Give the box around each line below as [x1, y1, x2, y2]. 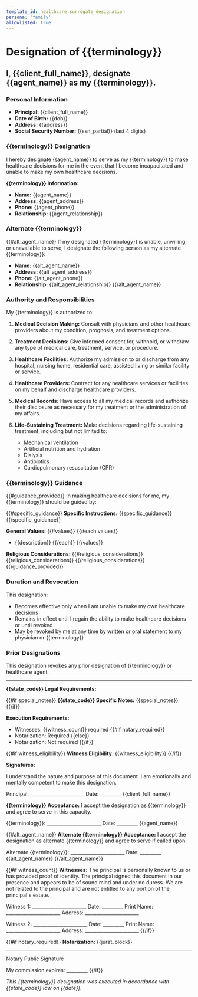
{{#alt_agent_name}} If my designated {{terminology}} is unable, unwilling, [6, 238, 187, 245]
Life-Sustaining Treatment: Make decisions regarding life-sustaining [14, 421, 183, 428]
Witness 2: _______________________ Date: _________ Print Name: [6, 921, 154, 928]
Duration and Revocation [6, 578, 78, 586]
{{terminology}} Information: [6, 179, 79, 186]
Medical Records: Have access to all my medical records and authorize [14, 398, 189, 405]
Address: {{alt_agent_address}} [14, 268, 93, 275]
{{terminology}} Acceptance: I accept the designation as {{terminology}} [6, 802, 186, 809]
